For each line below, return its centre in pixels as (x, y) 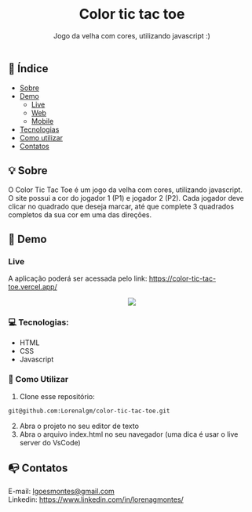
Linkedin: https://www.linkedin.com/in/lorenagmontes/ (96, 499)
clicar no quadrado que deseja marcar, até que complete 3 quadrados (121, 206)
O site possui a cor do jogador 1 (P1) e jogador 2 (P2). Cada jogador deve (126, 198)
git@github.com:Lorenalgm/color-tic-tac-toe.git (89, 411)
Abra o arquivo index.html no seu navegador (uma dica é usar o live (129, 434)
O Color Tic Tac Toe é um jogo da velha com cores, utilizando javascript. (126, 190)
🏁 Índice (28, 69)
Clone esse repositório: (57, 396)
